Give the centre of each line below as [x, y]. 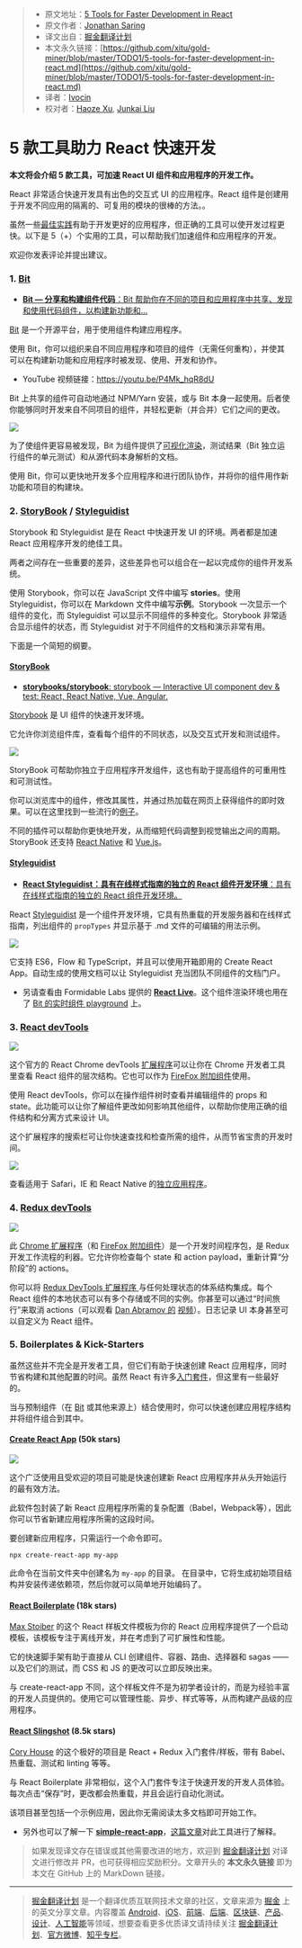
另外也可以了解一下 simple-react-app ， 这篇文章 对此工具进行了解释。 [151, 1832]
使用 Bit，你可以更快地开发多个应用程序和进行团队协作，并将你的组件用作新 [149, 476]
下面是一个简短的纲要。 [53, 645]
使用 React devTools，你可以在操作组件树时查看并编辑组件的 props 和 [138, 1095]
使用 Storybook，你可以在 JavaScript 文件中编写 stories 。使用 [125, 592]
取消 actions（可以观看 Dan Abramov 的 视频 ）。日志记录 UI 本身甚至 [155, 1309]
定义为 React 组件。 [62, 1321]
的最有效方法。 [37, 1489]
